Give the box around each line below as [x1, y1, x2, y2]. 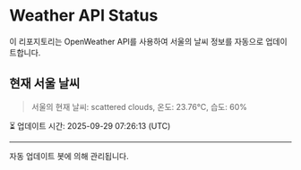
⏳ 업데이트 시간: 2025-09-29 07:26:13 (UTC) [9, 120, 171, 131]
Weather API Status [9, 5, 159, 26]
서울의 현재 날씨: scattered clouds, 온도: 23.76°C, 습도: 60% [30, 101, 248, 112]
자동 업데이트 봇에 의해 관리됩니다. [9, 150, 129, 161]
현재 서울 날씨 [9, 76, 81, 91]
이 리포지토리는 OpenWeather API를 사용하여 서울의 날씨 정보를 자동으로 [9, 36, 264, 47]
